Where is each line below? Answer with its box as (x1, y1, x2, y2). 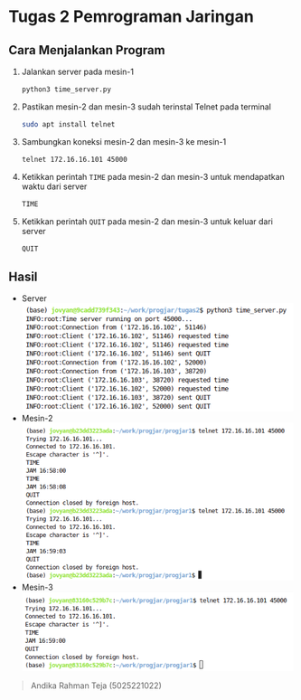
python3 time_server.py (21, 85, 112, 94)
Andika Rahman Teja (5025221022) (30, 680, 162, 691)
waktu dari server (21, 181, 88, 192)
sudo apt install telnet (21, 119, 116, 128)
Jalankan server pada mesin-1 (21, 66, 135, 77)
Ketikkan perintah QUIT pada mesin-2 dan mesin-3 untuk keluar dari (21, 215, 273, 227)
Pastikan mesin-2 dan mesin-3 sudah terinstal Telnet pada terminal (21, 101, 272, 112)
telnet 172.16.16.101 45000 (21, 155, 127, 164)
